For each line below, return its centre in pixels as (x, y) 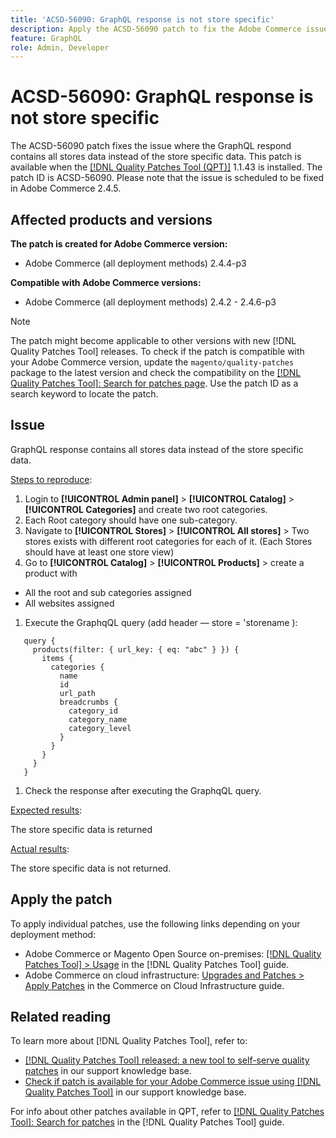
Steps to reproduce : (51, 479)
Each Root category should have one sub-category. (131, 520)
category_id (93, 711)
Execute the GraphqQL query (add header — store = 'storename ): (161, 622)
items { (57, 658)
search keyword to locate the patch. (84, 394)
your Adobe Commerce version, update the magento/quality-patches (152, 362)
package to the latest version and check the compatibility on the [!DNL (156, 372)
